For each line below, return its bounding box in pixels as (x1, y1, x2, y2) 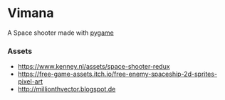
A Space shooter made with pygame (7, 28, 114, 37)
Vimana (7, 5, 54, 21)
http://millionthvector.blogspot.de (17, 85, 116, 94)
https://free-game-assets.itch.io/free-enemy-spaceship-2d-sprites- (17, 70, 218, 79)
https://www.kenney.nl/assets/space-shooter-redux (17, 62, 170, 71)
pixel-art (17, 77, 43, 86)
